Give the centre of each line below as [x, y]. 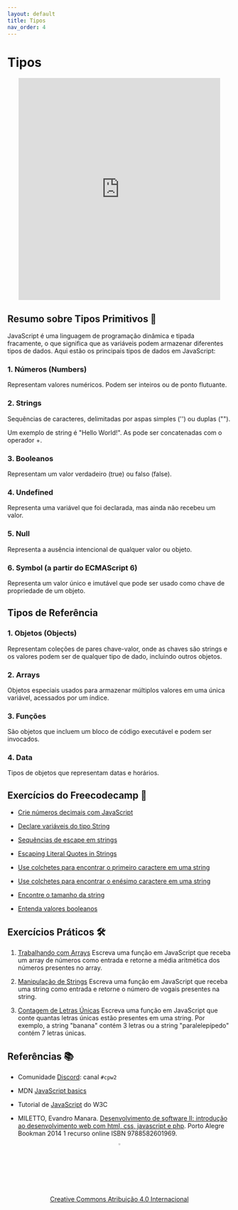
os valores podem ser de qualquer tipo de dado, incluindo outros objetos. [115, 656]
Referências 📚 [41, 1056]
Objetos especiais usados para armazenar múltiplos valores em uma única [116, 690]
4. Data [20, 757]
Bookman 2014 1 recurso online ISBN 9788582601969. [97, 1133]
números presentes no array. [60, 968]
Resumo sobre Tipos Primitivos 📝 [82, 319]
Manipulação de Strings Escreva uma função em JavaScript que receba [123, 982]
